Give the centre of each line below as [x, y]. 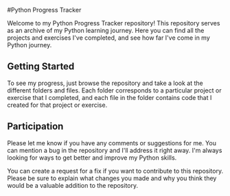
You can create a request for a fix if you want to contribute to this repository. [115, 171]
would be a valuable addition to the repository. [73, 185]
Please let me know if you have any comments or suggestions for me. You [112, 143]
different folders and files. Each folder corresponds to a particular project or [114, 90]
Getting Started [41, 67]
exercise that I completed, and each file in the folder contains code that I [110, 97]
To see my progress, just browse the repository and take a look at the [105, 83]
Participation [35, 126]
